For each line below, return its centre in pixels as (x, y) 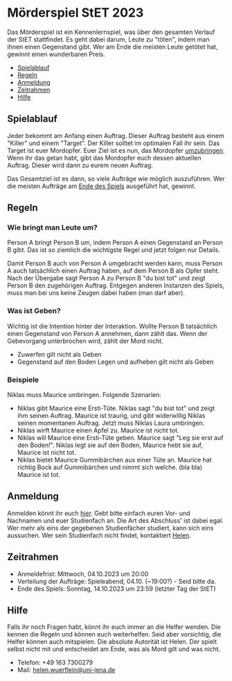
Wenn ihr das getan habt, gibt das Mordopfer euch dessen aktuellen (104, 158)
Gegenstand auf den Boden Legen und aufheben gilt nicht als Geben (115, 362)
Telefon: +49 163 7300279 (55, 663)
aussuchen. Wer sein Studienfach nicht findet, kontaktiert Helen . (99, 535)
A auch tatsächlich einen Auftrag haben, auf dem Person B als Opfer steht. (114, 271)
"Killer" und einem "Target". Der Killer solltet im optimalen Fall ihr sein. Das (114, 143)
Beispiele (23, 380)
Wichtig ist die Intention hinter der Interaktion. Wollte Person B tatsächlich (112, 326)
